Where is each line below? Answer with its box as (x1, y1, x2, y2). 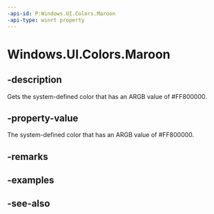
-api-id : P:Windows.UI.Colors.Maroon (7, 10, 116, 17)
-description (7, 74, 62, 86)
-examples (7, 175, 55, 186)
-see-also (7, 198, 50, 210)
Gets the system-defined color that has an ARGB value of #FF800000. (7, 92, 207, 100)
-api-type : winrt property (7, 17, 85, 24)
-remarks (7, 150, 48, 163)
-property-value (7, 112, 79, 124)
